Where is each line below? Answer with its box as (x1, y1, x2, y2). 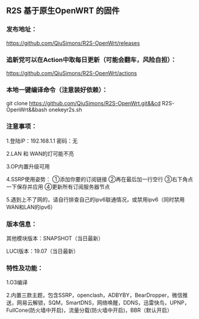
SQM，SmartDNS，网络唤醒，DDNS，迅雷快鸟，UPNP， (47, 299, 190, 306)
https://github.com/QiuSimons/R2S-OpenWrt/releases (6, 39, 140, 46)
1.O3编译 (6, 279, 28, 286)
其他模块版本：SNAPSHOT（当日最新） (6, 234, 104, 242)
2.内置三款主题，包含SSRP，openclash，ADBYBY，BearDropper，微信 (6, 291, 183, 299)
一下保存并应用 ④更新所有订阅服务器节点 (6, 183, 110, 190)
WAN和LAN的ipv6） (6, 203, 56, 211)
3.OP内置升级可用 (6, 163, 50, 170)
